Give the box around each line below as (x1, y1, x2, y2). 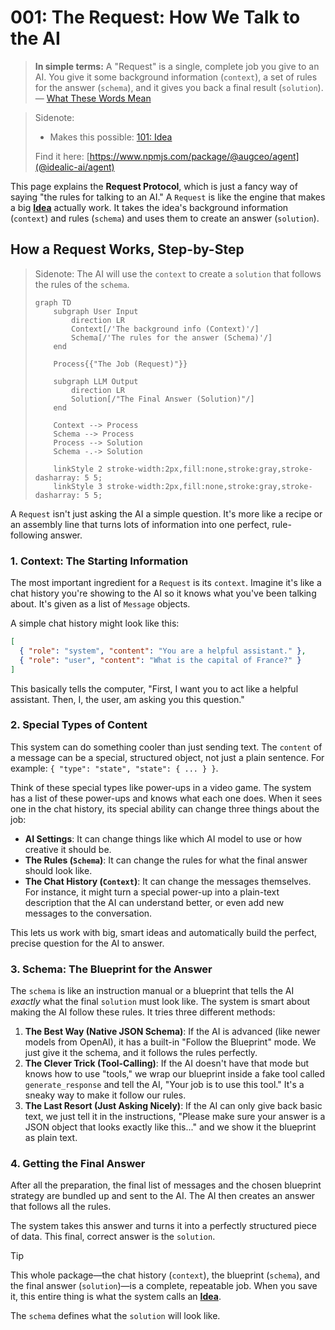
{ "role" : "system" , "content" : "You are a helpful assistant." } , (19, 646, 307, 656)
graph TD (34, 297, 72, 308)
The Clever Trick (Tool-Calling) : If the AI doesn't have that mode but (24, 1057, 310, 1070)
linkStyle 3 (53, 481, 103, 491)
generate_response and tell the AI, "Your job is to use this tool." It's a (24, 1079, 305, 1091)
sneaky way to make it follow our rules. (24, 1089, 187, 1101)
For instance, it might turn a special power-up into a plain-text (24, 886, 280, 898)
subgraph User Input (53, 306, 139, 316)
